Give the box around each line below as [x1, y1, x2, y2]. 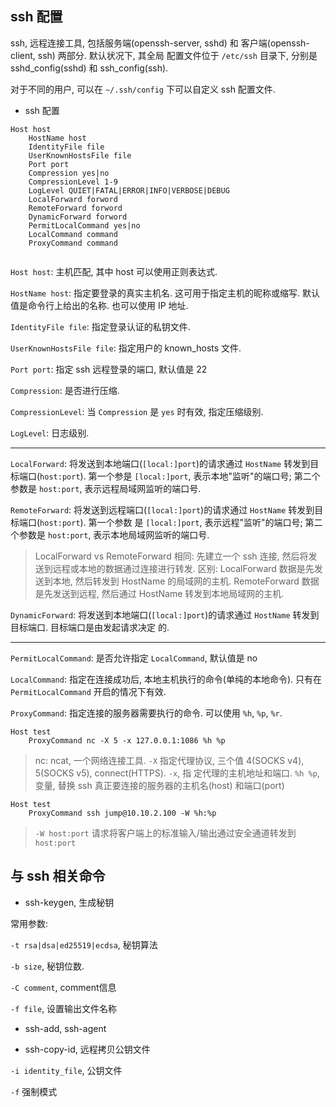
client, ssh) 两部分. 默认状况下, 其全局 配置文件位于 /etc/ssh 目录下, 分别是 [10, 49, 318, 61]
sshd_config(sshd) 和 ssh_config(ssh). [10, 62, 169, 74]
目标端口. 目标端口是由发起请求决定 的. [10, 621, 170, 633]
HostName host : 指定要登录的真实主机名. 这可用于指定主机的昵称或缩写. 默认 [10, 287, 320, 299]
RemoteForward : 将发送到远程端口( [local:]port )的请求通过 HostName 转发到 [10, 503, 315, 516]
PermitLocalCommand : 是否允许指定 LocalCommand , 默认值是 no [10, 652, 258, 664]
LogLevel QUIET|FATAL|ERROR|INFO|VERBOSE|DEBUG [28, 185, 230, 196]
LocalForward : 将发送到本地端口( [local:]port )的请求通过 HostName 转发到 [10, 457, 311, 469]
